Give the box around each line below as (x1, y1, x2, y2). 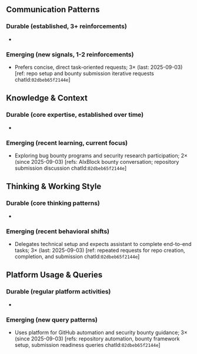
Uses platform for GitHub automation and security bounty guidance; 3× (14, 329, 188, 336)
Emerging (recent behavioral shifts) (6, 227, 110, 235)
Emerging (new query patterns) (6, 315, 98, 323)
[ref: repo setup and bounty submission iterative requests (14, 70, 154, 77)
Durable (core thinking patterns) (6, 199, 100, 207)
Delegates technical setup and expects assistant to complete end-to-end (14, 240, 192, 247)
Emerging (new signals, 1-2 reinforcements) (6, 50, 134, 58)
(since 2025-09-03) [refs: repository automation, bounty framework (14, 335, 180, 342)
